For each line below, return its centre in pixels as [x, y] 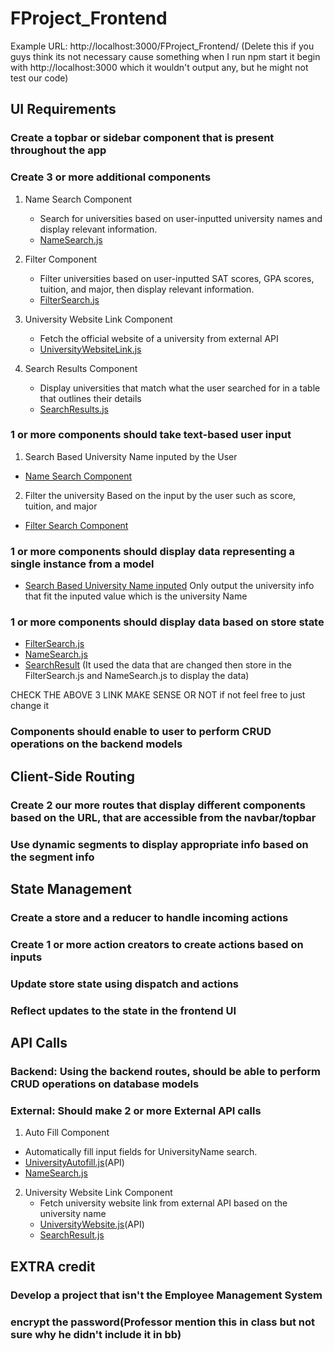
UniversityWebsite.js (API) [92, 1224]
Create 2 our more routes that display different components [158, 805]
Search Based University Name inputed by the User [131, 456]
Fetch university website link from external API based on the [163, 1203]
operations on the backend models [96, 744]
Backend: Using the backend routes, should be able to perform [165, 1071]
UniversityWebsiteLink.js [90, 349]
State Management [71, 888]
